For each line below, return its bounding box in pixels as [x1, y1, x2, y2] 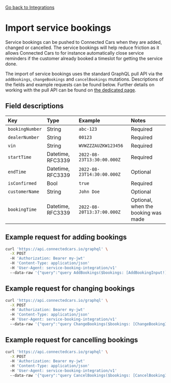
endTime [8, 169, 26, 175]
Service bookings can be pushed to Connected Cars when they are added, [5, 39, 162, 45]
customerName [8, 188, 40, 195]
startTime [8, 154, 32, 160]
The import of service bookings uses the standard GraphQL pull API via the [5, 70, 163, 77]
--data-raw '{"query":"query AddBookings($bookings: [10, 270, 124, 275]
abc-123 [78, 126, 98, 132]
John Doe [78, 188, 100, 195]
